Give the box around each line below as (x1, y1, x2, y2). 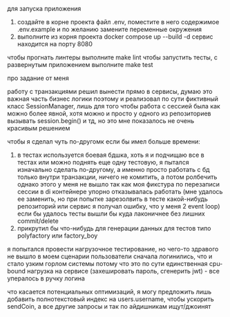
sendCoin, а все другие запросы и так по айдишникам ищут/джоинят (7, 302, 211, 310)
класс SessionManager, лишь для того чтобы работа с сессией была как (7, 102, 221, 110)
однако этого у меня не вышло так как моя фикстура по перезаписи (17, 180, 220, 188)
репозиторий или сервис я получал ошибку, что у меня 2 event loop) (17, 202, 220, 210)
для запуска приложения (7, 5, 82, 12)
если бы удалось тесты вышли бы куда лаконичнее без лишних (17, 209, 205, 218)
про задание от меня (7, 74, 69, 82)
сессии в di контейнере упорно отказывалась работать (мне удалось (17, 188, 223, 195)
